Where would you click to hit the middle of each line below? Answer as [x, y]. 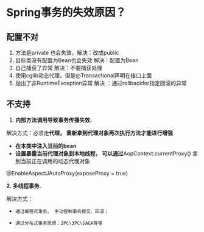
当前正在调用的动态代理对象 [55, 161]
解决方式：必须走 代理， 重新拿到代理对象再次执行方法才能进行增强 [90, 133]
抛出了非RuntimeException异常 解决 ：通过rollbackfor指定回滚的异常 [101, 83]
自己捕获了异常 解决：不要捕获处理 [58, 68]
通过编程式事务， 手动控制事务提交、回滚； [62, 211]
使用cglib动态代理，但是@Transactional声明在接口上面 [83, 76]
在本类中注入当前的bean [46, 146]
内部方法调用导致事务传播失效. [54, 120]
